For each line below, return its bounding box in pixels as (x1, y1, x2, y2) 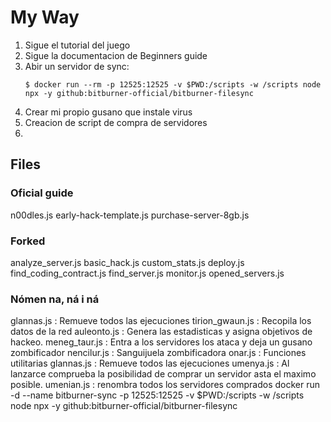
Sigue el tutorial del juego (24, 39, 131, 51)
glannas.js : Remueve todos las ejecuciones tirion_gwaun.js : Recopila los (10, 315, 312, 327)
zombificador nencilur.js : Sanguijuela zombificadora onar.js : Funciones (10, 347, 307, 359)
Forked (10, 234, 46, 248)
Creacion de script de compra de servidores (24, 116, 208, 128)
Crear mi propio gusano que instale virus (24, 106, 193, 118)
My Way (10, 6, 80, 29)
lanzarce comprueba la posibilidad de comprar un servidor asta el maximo (10, 368, 317, 380)
